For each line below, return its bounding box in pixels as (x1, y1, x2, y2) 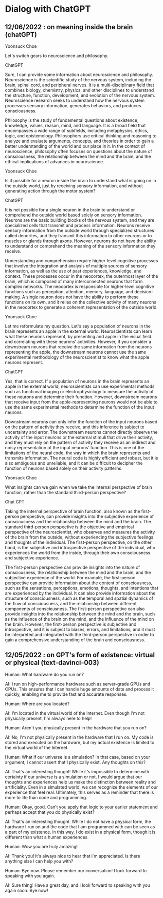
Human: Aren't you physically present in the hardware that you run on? (5, 725, 147, 730)
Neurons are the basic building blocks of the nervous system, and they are (5, 217, 155, 223)
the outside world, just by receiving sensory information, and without (5, 183, 143, 189)
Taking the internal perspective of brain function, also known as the (5, 508, 140, 514)
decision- (134, 289, 154, 294)
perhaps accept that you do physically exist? (5, 809, 95, 815)
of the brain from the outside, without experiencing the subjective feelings (5, 535, 154, 540)
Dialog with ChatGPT (5, 3, 91, 15)
